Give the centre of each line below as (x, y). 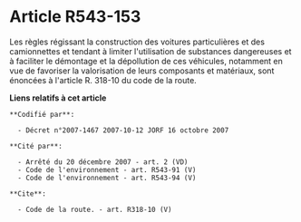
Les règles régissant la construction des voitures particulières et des (137, 42)
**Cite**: (28, 193)
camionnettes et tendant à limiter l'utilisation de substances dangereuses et (150, 51)
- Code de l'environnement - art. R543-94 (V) (107, 178)
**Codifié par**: (42, 114)
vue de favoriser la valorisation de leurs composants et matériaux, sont (142, 71)
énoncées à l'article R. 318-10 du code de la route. (103, 80)
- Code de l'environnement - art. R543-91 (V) (107, 169)
